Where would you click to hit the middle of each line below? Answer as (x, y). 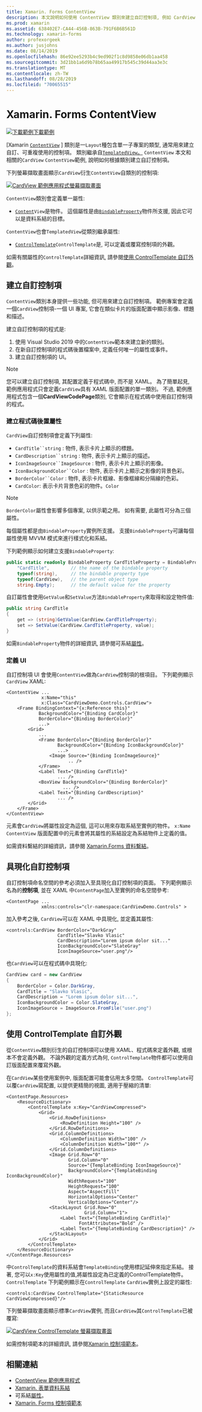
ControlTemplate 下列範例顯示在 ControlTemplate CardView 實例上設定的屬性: (99, 1282)
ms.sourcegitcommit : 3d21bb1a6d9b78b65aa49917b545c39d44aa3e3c (87, 62)
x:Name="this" (59, 698)
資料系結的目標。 (47, 218)
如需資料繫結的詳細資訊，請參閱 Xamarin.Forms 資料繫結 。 (79, 846)
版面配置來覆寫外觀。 (38, 1065)
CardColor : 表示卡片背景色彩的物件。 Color (67, 486)
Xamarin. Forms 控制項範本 (48, 1403)
